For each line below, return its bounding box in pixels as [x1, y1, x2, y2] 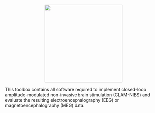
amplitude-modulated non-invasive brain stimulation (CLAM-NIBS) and [5, 92, 150, 98]
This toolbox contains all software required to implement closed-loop [5, 87, 147, 92]
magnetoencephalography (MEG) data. [5, 102, 85, 108]
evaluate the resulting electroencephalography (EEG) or [5, 97, 119, 103]
